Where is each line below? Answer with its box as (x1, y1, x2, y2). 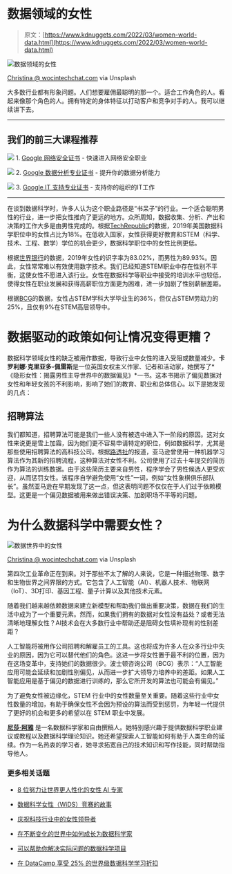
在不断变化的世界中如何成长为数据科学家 (17, 829, 133, 837)
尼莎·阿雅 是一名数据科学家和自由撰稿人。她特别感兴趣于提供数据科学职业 (7, 723, 217, 732)
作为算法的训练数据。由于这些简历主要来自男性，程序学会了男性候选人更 (7, 465, 213, 473)
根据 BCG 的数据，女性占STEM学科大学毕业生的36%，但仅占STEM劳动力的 (7, 294, 219, 302)
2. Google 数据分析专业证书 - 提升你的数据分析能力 (15, 168, 161, 176)
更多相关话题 (7, 768, 50, 778)
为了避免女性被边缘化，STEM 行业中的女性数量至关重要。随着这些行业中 (7, 691, 213, 700)
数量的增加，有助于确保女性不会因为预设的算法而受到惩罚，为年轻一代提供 (12, 700, 225, 709)
